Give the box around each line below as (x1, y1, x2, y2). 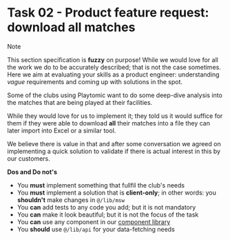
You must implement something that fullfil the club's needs (17, 181, 185, 189)
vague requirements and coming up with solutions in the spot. (7, 77, 183, 86)
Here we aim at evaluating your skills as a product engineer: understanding (7, 70, 220, 79)
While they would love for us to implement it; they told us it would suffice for (7, 112, 223, 120)
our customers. (7, 154, 50, 163)
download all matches (7, 19, 136, 35)
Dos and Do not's (7, 168, 57, 176)
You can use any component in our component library (17, 217, 171, 226)
